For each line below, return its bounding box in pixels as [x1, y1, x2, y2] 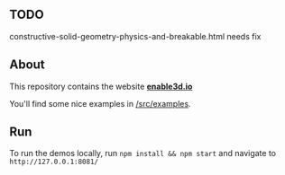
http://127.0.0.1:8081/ [9, 157, 99, 167]
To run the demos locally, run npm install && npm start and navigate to [9, 148, 277, 159]
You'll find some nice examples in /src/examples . [9, 98, 191, 109]
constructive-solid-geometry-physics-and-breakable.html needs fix [9, 31, 262, 41]
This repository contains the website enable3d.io [9, 81, 193, 92]
